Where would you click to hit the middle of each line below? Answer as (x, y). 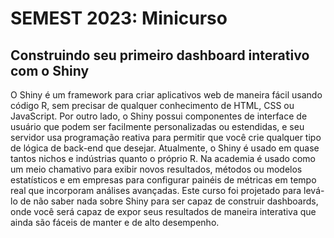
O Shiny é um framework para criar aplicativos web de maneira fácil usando (166, 95)
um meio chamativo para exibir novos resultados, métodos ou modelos (156, 169)
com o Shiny (50, 70)
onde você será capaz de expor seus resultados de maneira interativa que (163, 211)
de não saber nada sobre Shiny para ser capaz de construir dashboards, (169, 201)
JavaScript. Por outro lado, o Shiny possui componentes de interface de (159, 116)
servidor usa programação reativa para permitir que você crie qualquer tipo (166, 137)
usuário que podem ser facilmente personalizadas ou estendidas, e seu (157, 126)
